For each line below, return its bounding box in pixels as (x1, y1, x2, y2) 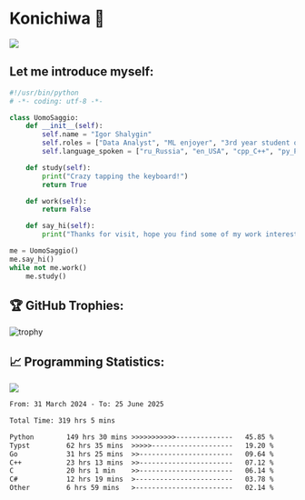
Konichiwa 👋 (9, 8, 105, 29)
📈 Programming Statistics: (9, 354, 165, 369)
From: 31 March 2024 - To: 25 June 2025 (9, 400, 165, 409)
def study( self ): (25, 163, 92, 172)
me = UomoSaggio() (9, 246, 79, 255)
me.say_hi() (9, 255, 54, 264)
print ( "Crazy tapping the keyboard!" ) (42, 172, 189, 181)
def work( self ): (25, 196, 88, 205)
